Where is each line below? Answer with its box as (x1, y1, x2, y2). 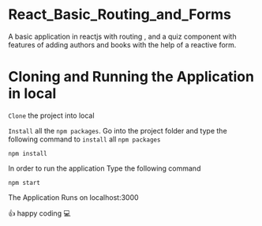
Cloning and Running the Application (8, 68, 255, 86)
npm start (8, 179, 41, 186)
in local (8, 85, 57, 103)
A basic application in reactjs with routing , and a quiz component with (8, 32, 237, 41)
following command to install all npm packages (8, 134, 161, 144)
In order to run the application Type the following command (8, 164, 201, 173)
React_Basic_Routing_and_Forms (8, 6, 231, 24)
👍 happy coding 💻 (8, 208, 71, 218)
